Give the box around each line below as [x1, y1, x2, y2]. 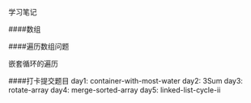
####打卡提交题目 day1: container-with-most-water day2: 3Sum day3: [8, 76, 243, 85]
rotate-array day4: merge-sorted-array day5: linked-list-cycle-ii [8, 85, 221, 95]
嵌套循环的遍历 [8, 59, 58, 68]
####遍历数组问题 [8, 41, 70, 51]
